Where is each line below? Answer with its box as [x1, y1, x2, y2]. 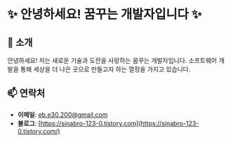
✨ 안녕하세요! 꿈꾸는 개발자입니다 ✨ [7, 6, 202, 22]
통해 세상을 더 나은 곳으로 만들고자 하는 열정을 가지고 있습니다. [20, 65, 191, 73]
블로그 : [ [17, 119, 41, 127]
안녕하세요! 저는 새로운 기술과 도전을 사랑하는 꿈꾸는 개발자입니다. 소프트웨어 [7, 57, 218, 64]
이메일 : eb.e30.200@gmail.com [17, 110, 108, 119]
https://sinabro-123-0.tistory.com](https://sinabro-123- [40, 119, 199, 127]
